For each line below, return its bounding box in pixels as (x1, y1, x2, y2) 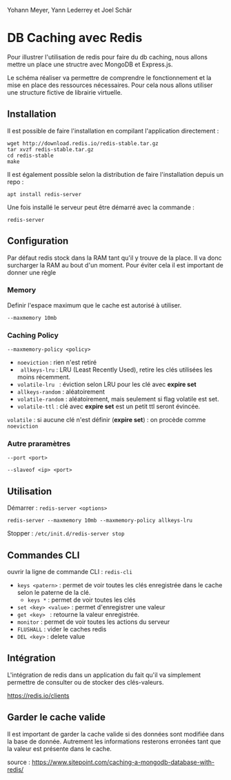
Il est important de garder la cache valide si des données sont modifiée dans (7, 730, 225, 738)
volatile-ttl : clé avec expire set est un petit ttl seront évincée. (17, 402, 201, 410)
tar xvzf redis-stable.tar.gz (7, 146, 94, 153)
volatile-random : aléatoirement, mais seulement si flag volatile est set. (17, 395, 219, 403)
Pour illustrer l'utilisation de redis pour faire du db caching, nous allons (7, 53, 208, 61)
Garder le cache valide (7, 712, 106, 723)
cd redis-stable (7, 152, 54, 159)
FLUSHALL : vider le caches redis (17, 625, 107, 634)
